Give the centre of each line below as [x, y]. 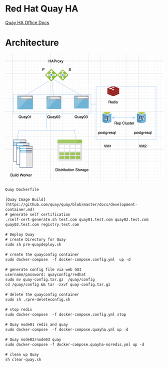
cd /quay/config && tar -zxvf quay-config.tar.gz [58, 285]
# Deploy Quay [20, 235]
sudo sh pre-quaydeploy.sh [33, 245]
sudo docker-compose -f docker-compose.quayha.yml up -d [67, 330]
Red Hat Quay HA [42, 9]
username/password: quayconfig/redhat [45, 275]
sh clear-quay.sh [23, 360]
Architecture [32, 43]
